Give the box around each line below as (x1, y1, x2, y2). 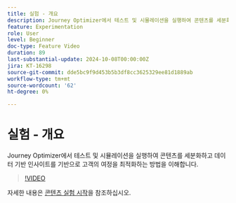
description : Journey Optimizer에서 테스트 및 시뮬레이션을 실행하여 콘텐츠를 (7, 17, 214, 24)
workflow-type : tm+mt (7, 75, 71, 83)
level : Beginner (7, 36, 55, 43)
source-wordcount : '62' (7, 82, 77, 89)
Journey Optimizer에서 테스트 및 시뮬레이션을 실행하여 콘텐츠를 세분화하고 (7, 151, 213, 160)
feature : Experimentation (7, 23, 83, 30)
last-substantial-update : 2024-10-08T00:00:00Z (7, 56, 150, 63)
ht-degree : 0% (7, 88, 49, 95)
